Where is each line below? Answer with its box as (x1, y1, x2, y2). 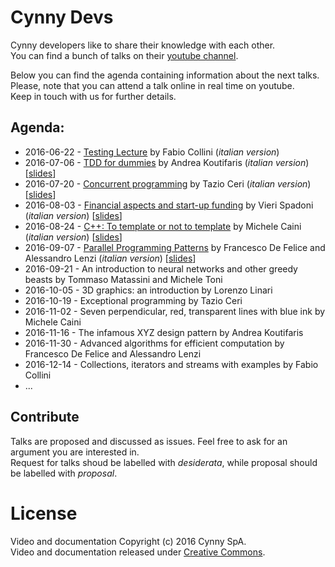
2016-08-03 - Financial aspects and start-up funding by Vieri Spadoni (24, 199, 314, 211)
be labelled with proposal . (10, 467, 118, 479)
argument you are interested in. (10, 446, 140, 458)
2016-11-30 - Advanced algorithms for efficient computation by (24, 337, 285, 349)
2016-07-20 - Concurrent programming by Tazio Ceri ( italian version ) (24, 177, 312, 190)
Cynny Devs (10, 6, 114, 29)
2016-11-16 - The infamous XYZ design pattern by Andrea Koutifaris (24, 326, 304, 338)
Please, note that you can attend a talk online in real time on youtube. (10, 79, 295, 91)
